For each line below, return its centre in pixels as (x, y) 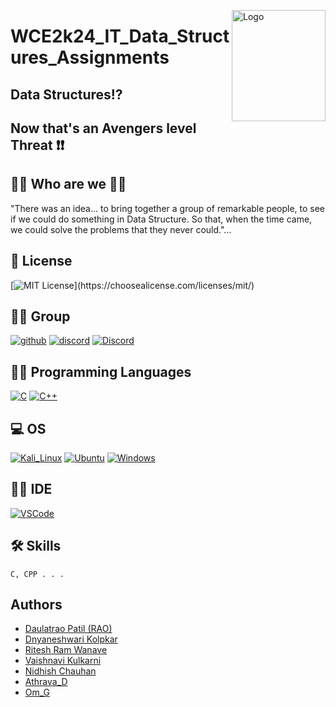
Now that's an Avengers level (103, 128)
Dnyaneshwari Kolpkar (71, 639)
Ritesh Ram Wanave (66, 650)
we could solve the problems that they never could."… (121, 229)
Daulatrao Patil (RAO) (68, 629)
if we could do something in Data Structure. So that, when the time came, (161, 219)
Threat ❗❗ (37, 145)
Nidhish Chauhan (60, 671)
